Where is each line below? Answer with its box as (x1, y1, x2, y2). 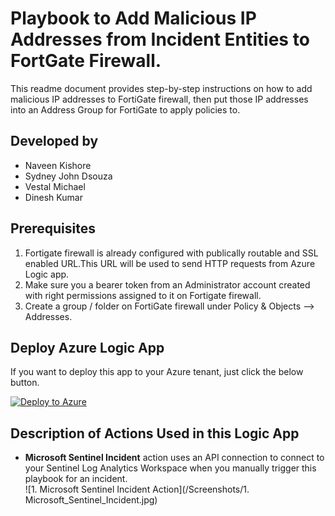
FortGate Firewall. (10, 50, 162, 72)
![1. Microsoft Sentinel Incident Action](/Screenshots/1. (24, 483, 250, 496)
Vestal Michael (24, 180, 86, 192)
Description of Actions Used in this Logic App (10, 425, 300, 442)
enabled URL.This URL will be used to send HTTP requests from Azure (24, 257, 316, 269)
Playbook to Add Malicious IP (10, 7, 257, 30)
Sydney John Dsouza (24, 170, 113, 182)
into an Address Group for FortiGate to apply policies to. (10, 103, 241, 116)
